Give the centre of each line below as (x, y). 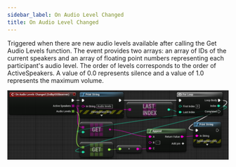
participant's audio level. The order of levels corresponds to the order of (112, 65)
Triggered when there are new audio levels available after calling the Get (112, 43)
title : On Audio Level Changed (53, 22)
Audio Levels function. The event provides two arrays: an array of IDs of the (117, 51)
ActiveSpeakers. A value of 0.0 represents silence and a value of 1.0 (106, 73)
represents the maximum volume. (55, 80)
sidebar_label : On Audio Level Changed (66, 15)
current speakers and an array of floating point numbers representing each (116, 58)
